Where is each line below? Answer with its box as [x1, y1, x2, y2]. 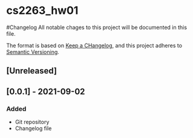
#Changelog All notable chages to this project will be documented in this [6, 24, 188, 31]
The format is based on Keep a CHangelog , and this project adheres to [6, 42, 183, 49]
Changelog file [15, 125, 52, 132]
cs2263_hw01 [6, 4, 79, 18]
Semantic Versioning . [6, 48, 59, 55]
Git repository [15, 119, 50, 126]
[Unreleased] [6, 66, 57, 76]
